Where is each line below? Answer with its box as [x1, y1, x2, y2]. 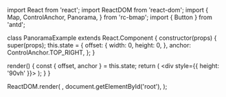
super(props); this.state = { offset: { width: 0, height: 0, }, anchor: [7, 41, 191, 49]
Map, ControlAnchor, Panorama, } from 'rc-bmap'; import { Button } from [7, 13, 213, 21]
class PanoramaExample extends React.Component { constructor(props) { [7, 34, 217, 42]
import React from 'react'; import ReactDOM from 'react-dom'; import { [7, 6, 208, 14]
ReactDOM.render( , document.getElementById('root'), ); [7, 83, 168, 90]
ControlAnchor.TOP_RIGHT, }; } [7, 48, 95, 56]
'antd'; [7, 21, 25, 28]
